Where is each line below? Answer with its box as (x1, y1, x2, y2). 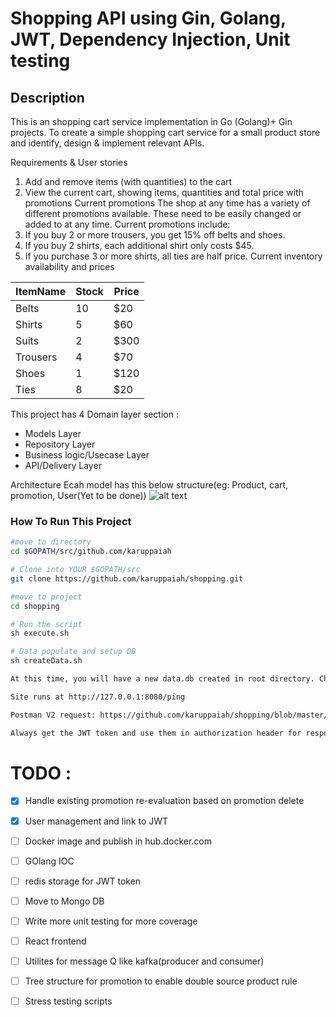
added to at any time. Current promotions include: (24, 218, 231, 230)
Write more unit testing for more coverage (24, 915, 198, 927)
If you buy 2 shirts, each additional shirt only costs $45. (24, 240, 255, 251)
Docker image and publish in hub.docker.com (24, 835, 213, 847)
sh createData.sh (10, 656, 83, 666)
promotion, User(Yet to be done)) (10, 490, 147, 501)
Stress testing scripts (24, 995, 113, 1007)
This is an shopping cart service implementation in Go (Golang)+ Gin (10, 116, 293, 127)
